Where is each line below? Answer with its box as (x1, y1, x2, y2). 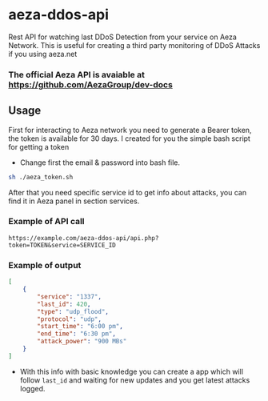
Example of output (8, 259, 82, 271)
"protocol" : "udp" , (37, 315, 102, 323)
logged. (19, 383, 46, 393)
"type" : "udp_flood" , (37, 307, 110, 315)
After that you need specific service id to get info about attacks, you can (8, 187, 246, 197)
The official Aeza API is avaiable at (8, 69, 146, 80)
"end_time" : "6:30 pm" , (37, 330, 116, 338)
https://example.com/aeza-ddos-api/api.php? (8, 234, 159, 242)
